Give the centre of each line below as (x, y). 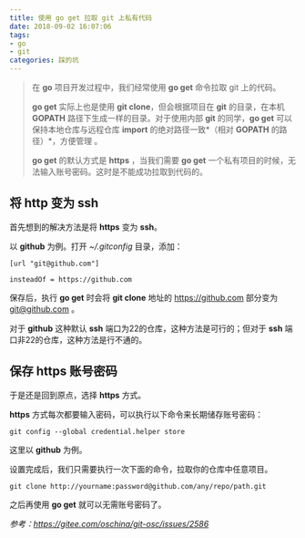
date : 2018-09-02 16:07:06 (61, 26)
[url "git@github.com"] (55, 264)
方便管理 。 (81, 141)
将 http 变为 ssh (54, 203)
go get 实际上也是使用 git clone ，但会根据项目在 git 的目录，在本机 (158, 107)
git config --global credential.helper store (97, 431)
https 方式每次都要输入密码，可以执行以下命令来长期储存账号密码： (137, 414)
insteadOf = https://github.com (71, 279)
